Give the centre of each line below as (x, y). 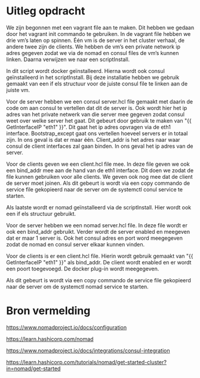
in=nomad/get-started (33, 368)
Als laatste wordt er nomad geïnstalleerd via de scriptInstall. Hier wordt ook (99, 207)
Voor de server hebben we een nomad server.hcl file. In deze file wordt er (97, 225)
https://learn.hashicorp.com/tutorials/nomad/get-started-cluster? (87, 362)
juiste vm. (18, 90)
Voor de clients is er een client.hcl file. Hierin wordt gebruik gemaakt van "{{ (100, 256)
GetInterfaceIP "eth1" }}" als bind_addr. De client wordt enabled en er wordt (99, 262)
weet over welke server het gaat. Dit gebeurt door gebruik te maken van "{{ (99, 120)
